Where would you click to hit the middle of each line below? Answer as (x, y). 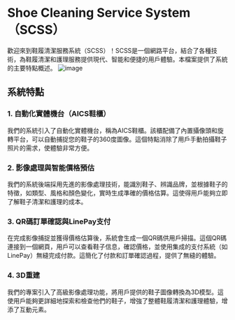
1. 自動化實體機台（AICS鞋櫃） (59, 114)
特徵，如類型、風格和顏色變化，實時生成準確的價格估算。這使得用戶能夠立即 (117, 193)
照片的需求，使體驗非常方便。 (50, 147)
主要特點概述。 (35, 68)
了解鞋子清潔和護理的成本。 (47, 201)
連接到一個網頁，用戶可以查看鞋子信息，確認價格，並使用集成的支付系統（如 (117, 247)
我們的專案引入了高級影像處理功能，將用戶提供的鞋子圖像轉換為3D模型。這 (115, 292)
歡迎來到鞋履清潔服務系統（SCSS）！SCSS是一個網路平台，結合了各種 (109, 50)
